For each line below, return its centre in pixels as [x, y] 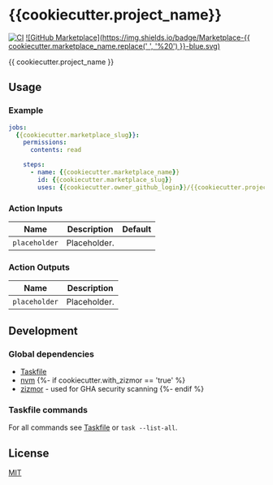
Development [43, 331]
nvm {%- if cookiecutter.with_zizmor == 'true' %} [102, 380]
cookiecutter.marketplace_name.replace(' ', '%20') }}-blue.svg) [115, 45]
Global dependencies [52, 353]
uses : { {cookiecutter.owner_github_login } [110, 187]
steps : [34, 165]
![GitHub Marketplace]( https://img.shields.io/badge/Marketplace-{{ [138, 37]
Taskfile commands [48, 409]
